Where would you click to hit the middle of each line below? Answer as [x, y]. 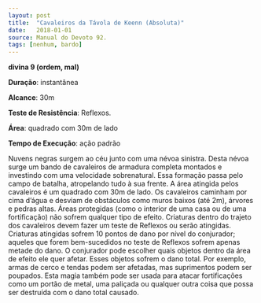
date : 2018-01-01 [40, 30]
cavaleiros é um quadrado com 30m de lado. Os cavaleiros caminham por [128, 192]
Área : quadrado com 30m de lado [63, 128]
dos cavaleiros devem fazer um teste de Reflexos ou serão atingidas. [120, 226]
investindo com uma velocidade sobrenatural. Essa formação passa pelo [126, 176]
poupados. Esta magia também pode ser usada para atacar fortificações [125, 275]
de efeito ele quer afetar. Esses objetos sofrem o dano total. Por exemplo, [127, 259]
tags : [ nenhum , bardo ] [45, 45]
